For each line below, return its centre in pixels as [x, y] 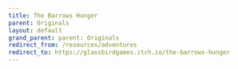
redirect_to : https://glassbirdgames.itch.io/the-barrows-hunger [119, 52]
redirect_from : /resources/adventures [73, 45]
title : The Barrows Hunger [53, 15]
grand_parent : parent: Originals [64, 38]
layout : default [35, 30]
